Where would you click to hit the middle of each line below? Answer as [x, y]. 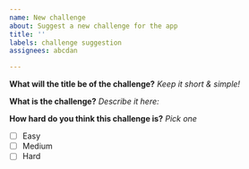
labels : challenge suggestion [66, 42]
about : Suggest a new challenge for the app [94, 26]
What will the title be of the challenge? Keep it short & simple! [124, 84]
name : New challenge [48, 17]
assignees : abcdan [43, 51]
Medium [38, 146]
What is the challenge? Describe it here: [84, 101]
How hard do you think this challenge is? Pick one [103, 119]
